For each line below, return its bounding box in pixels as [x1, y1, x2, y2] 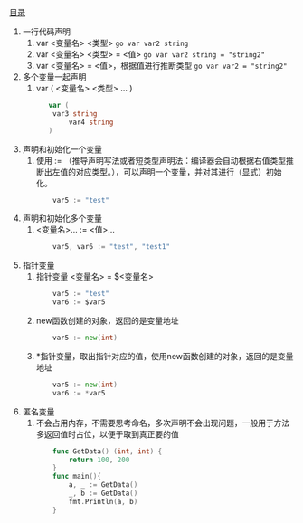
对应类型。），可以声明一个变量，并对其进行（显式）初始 [75, 166, 282, 177]
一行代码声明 [22, 26, 71, 37]
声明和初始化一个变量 [22, 143, 102, 155]
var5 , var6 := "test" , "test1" [52, 242, 170, 252]
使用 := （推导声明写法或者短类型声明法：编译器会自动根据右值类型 [35, 155, 287, 166]
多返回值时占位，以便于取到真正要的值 [35, 428, 179, 440]
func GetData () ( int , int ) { [52, 446, 163, 456]
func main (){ [52, 472, 102, 481]
